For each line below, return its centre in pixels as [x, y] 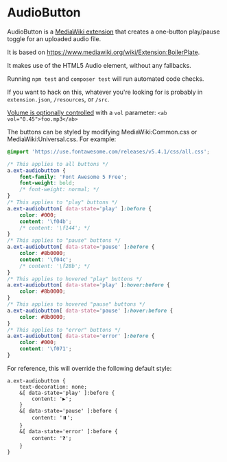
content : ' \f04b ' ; [46, 221]
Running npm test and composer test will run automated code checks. [106, 78]
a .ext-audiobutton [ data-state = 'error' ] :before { [81, 336]
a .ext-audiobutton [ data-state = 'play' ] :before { [80, 208]
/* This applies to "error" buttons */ [64, 330]
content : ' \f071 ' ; [46, 349]
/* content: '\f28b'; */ [55, 266]
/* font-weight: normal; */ [59, 190]
